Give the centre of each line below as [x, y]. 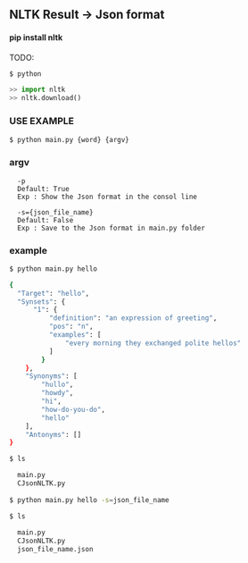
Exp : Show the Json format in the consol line [107, 197]
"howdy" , [58, 393]
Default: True [43, 189]
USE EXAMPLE [41, 122]
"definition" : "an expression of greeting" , [133, 318]
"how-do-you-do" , [73, 409]
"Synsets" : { [41, 302]
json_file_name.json [55, 550]
